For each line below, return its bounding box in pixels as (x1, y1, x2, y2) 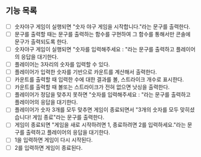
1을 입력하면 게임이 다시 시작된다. (14, 136, 93, 144)
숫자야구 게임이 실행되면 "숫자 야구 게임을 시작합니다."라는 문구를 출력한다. (14, 23, 191, 30)
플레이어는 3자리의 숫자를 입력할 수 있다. (14, 61, 110, 68)
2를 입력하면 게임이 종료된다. (14, 144, 83, 151)
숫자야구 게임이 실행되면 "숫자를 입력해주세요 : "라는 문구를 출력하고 (14, 45, 175, 53)
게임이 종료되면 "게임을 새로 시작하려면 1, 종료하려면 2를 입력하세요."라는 (14, 121, 186, 129)
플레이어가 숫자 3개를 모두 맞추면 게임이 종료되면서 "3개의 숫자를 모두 (14, 106, 179, 114)
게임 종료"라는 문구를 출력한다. (32, 114, 105, 121)
